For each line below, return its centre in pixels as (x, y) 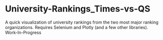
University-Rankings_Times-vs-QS (78, 9)
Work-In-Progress (23, 32)
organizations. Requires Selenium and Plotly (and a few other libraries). (77, 27)
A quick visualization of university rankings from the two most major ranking (82, 22)
